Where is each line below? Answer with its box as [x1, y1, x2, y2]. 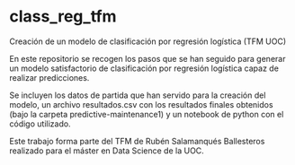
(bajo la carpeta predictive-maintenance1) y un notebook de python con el [9, 109, 284, 119]
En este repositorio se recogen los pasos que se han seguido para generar [9, 53, 286, 64]
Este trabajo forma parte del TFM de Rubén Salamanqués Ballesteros [9, 135, 265, 146]
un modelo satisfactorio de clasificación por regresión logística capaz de [9, 63, 279, 74]
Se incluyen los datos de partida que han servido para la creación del [9, 90, 266, 100]
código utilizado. [9, 118, 71, 129]
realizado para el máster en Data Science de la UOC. [9, 145, 204, 156]
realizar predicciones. [9, 72, 90, 82]
